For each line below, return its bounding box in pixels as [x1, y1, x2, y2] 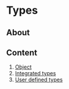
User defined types [14, 76, 63, 84]
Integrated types [14, 70, 56, 77]
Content [6, 47, 38, 57]
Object [14, 63, 32, 70]
